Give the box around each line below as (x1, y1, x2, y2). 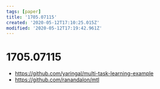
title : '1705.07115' (6, 14, 58, 20)
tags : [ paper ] (6, 8, 42, 15)
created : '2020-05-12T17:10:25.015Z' (6, 19, 100, 25)
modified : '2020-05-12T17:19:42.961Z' (6, 25, 102, 31)
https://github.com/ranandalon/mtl (14, 76, 100, 83)
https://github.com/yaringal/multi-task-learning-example (14, 70, 154, 77)
